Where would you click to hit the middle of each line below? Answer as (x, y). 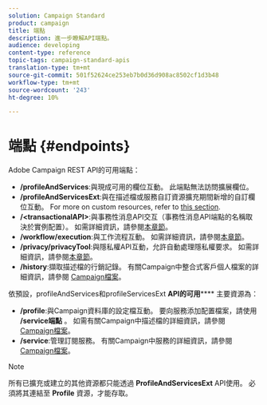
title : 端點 (27, 30)
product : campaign (39, 23)
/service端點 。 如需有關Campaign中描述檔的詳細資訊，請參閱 (122, 321)
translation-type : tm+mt (49, 68)
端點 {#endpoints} (69, 147)
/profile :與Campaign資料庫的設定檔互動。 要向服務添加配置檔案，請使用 (138, 311)
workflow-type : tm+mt (44, 82)
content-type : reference (49, 53)
